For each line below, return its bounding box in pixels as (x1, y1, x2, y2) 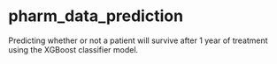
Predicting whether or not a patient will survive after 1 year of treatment (8, 35, 268, 46)
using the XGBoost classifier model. (8, 44, 139, 54)
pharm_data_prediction (8, 6, 183, 26)
